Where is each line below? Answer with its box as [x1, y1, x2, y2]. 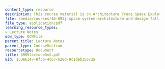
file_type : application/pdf [5, 20, 63, 26]
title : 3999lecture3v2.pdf [5, 52, 60, 57]
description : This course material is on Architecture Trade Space [5, 12, 146, 17]
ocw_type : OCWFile [5, 34, 43, 39]
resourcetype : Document [5, 48, 54, 52]
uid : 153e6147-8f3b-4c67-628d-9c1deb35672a [5, 57, 96, 62]
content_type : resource [5, 7, 54, 12]
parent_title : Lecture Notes [5, 39, 65, 44]
